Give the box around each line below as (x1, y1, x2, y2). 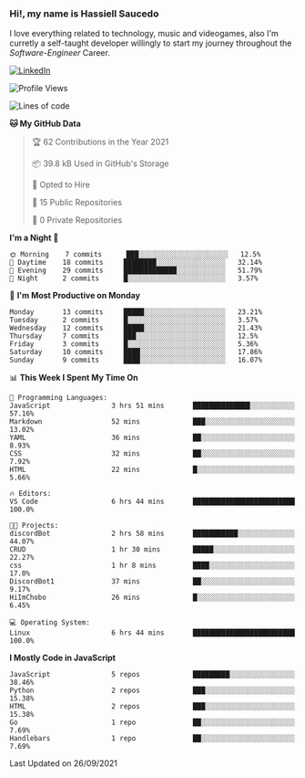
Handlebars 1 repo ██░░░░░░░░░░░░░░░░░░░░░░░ (9, 734, 296, 743)
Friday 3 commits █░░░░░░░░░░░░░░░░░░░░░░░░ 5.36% (9, 340, 259, 349)
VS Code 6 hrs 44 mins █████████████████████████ (9, 497, 296, 507)
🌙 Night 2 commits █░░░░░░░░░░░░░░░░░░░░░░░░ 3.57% (9, 274, 259, 283)
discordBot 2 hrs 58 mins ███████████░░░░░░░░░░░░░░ (9, 529, 296, 539)
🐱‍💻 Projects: (9, 521, 59, 531)
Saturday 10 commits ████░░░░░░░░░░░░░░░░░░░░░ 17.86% (9, 348, 262, 357)
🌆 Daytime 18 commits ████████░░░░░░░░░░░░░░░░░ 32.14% (9, 258, 262, 268)
